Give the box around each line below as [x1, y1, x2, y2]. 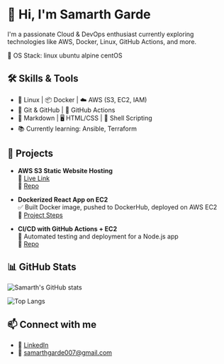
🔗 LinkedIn [17, 341, 49, 350]
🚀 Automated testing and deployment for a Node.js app [17, 232, 179, 241]
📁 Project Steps [17, 211, 63, 219]
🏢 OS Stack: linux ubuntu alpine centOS [7, 51, 123, 60]
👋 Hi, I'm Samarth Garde [7, 6, 151, 23]
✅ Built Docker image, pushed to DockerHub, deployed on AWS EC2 [17, 202, 218, 211]
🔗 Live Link [17, 174, 50, 182]
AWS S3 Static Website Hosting [17, 166, 113, 175]
